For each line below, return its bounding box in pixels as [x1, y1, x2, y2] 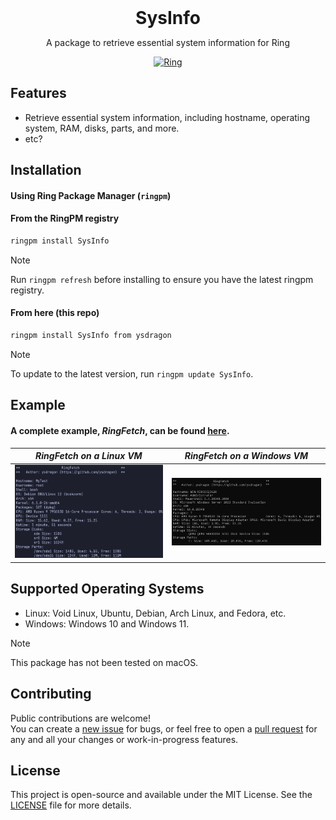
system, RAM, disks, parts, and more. [24, 122, 180, 134]
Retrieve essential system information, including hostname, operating [24, 111, 311, 123]
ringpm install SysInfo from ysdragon [10, 331, 172, 341]
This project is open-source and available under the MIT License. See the [10, 789, 313, 801]
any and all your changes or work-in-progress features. [10, 733, 239, 745]
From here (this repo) [10, 307, 100, 319]
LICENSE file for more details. [10, 799, 132, 811]
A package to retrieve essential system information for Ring [46, 37, 290, 48]
